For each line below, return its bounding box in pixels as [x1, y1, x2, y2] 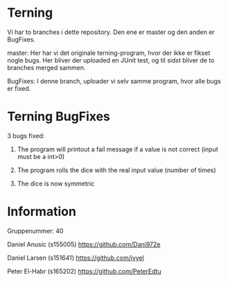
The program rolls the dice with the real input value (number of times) [17, 165, 216, 174]
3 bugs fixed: [7, 131, 45, 140]
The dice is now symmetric [17, 179, 95, 188]
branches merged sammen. [7, 63, 86, 72]
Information [7, 204, 76, 219]
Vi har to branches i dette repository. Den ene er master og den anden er [7, 28, 215, 36]
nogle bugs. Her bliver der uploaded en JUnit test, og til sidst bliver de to [7, 56, 215, 64]
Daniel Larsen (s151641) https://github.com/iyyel [7, 254, 144, 262]
